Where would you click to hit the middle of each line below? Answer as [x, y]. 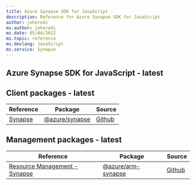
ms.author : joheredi [31, 28]
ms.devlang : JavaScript [35, 44]
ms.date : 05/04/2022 [31, 33]
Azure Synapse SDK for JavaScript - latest [85, 73]
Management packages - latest [64, 140]
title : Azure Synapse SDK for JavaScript [57, 11]
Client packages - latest [50, 93]
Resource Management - [44, 166]
